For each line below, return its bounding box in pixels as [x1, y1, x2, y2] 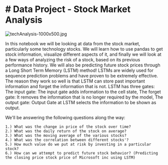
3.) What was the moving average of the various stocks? [5, 133, 127, 138]
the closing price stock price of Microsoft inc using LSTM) [5, 155, 136, 160]
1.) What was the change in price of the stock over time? [5, 124, 131, 129]
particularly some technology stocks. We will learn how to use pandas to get [5, 46, 163, 52]
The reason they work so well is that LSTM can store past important [5, 78, 145, 84]
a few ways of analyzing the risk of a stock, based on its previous [5, 56, 140, 62]
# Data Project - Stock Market [5, 4, 131, 15]
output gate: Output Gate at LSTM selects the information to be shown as [5, 99, 156, 105]
